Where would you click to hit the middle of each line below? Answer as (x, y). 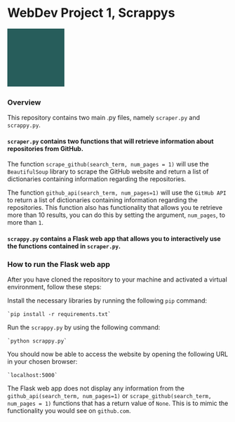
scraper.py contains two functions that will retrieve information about (110, 141)
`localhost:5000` (33, 376)
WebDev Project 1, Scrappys (91, 13)
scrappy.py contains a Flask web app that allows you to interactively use (114, 239)
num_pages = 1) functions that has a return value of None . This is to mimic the (118, 403)
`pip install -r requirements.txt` (59, 315)
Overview (24, 102)
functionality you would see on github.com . (69, 411)
